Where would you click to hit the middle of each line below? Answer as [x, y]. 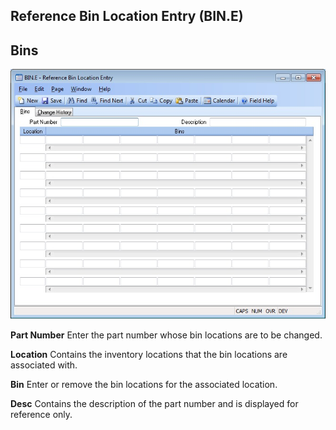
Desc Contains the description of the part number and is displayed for [154, 403]
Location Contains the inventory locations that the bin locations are [149, 354]
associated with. [44, 365]
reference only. [41, 414]
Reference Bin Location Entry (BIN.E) [127, 16]
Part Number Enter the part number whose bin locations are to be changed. [166, 335]
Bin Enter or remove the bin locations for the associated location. [144, 384]
